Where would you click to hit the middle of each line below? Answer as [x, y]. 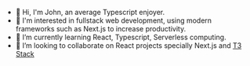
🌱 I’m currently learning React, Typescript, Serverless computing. [121, 37]
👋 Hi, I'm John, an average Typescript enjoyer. [90, 12]
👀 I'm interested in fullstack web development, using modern [114, 20]
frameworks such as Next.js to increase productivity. [101, 29]
